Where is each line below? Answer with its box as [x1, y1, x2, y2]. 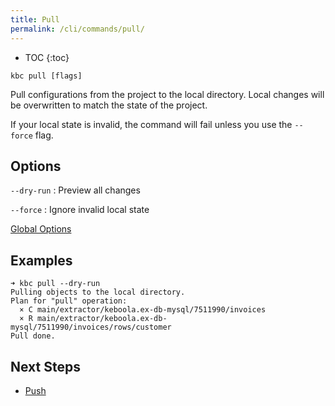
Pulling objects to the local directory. [10, 287, 186, 298]
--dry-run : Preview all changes [10, 184, 141, 196]
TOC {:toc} [24, 51, 70, 63]
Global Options [10, 223, 72, 235]
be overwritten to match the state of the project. [10, 99, 208, 111]
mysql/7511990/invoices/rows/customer [10, 322, 172, 333]
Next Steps [10, 358, 81, 375]
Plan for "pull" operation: [10, 296, 128, 306]
